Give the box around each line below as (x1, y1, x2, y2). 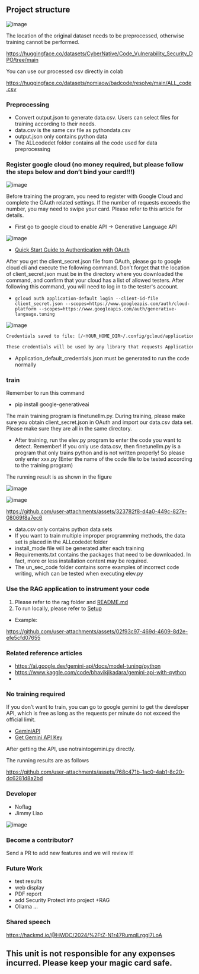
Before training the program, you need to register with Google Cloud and (6, 193, 184, 200)
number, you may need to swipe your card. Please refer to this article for (6, 205, 183, 213)
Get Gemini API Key (14, 734, 63, 741)
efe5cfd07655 (6, 634, 41, 641)
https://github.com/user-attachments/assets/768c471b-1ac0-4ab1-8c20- (6, 768, 185, 775)
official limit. (6, 716, 36, 723)
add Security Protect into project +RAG (14, 897, 110, 904)
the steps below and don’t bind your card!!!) (6, 168, 135, 176)
